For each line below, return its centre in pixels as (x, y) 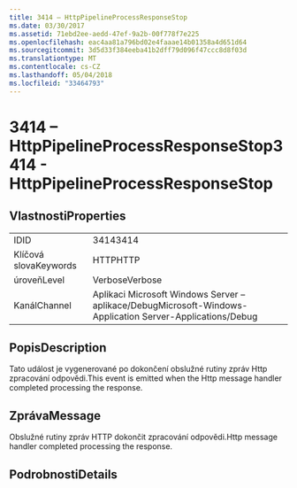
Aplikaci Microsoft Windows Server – (169, 294)
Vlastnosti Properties (68, 217)
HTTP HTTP (116, 259)
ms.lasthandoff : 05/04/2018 (61, 75)
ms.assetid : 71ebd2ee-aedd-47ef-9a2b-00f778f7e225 (104, 34)
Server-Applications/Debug (200, 316)
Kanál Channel (43, 305)
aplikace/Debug (126, 305)
